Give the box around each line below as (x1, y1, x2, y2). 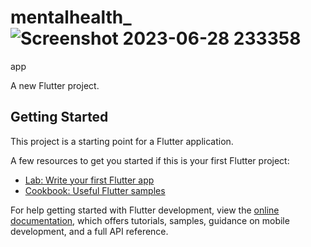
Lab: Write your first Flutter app (24, 174, 155, 186)
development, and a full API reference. (10, 225, 169, 237)
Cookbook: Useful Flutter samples (24, 184, 166, 196)
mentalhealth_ (10, 6, 132, 29)
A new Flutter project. (10, 79, 100, 91)
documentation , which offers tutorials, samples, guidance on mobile (10, 214, 290, 226)
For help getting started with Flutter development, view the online (10, 204, 280, 216)
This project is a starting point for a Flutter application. (10, 135, 234, 147)
